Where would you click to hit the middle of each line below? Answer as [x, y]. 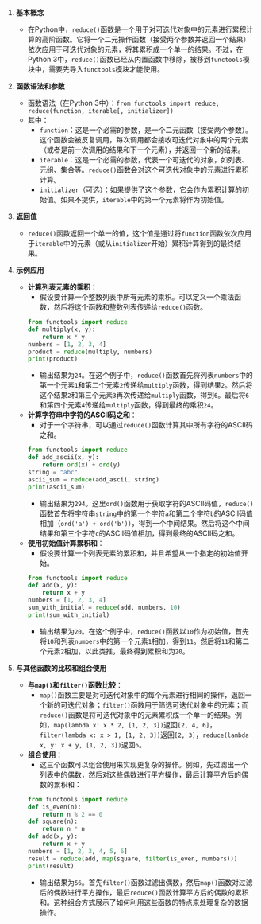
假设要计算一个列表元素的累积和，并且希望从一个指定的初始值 [140, 553]
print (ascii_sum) [56, 487]
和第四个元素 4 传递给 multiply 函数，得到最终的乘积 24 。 [129, 405]
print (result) [51, 866]
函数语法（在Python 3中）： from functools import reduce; [123, 103]
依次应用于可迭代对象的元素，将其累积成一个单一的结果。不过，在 [135, 49]
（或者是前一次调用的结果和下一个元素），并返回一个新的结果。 [142, 150]
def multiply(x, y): [61, 329]
